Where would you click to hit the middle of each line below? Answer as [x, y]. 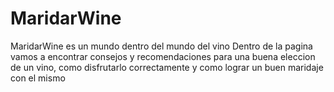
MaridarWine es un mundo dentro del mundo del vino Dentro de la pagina [161, 46]
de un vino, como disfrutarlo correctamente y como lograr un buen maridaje [167, 67]
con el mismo [38, 78]
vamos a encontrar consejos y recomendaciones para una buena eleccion [163, 56]
